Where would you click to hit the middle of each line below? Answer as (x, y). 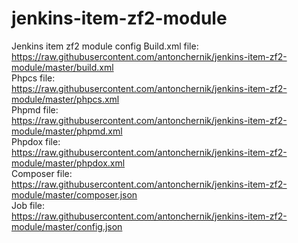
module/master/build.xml (62, 67)
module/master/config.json (67, 226)
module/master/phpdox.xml (68, 163)
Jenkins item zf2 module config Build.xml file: (105, 46)
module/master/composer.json (74, 194)
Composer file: (42, 173)
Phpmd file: (35, 109)
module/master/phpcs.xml (65, 99)
